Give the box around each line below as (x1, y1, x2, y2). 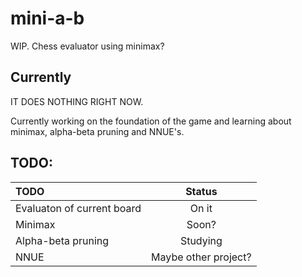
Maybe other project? (151, 250, 252, 264)
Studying (179, 233, 223, 247)
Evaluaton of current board (15, 201, 142, 215)
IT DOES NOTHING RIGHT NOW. (10, 95, 144, 107)
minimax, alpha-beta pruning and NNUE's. (10, 125, 185, 137)
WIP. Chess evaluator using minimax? (10, 40, 165, 52)
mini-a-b (10, 7, 85, 30)
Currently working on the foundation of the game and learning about (10, 115, 292, 127)
